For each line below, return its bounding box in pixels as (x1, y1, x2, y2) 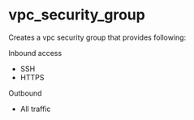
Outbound (8, 88, 42, 98)
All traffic (19, 104, 51, 114)
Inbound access (8, 48, 63, 58)
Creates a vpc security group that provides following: (8, 32, 187, 42)
